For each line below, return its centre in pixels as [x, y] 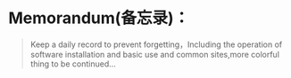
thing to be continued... [73, 64]
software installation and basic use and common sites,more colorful [155, 54]
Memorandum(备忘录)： [99, 18]
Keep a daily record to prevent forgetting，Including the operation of [156, 44]
